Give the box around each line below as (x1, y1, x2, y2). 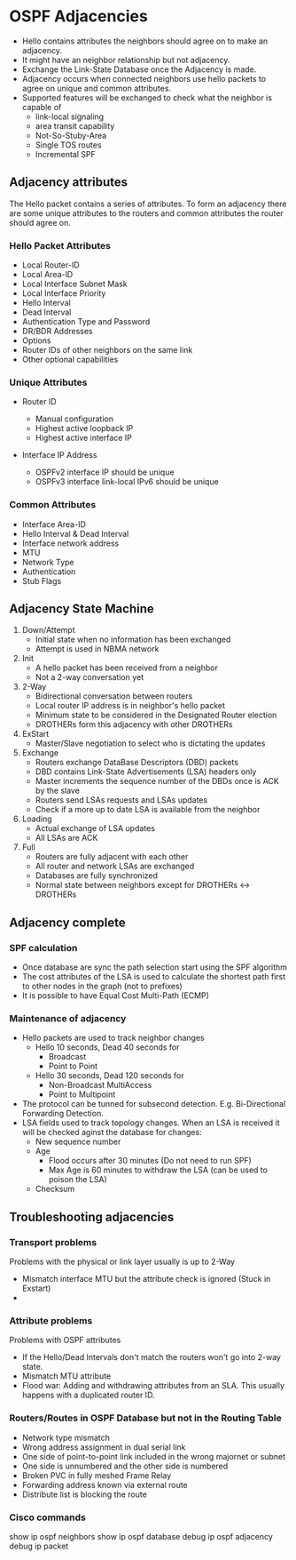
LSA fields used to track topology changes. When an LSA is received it (21, 1117, 280, 1128)
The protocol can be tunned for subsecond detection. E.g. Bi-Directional (21, 1099, 286, 1109)
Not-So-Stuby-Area (35, 130, 107, 140)
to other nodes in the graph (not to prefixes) (21, 980, 183, 992)
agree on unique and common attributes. (21, 83, 171, 93)
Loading (21, 813, 52, 824)
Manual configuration (35, 413, 113, 424)
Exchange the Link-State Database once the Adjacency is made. (21, 64, 257, 75)
